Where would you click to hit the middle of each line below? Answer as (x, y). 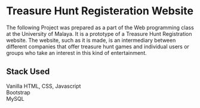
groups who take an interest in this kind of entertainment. (77, 53)
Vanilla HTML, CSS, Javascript (44, 86)
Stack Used (28, 72)
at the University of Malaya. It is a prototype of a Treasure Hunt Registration (99, 33)
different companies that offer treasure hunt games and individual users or (98, 47)
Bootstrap (19, 92)
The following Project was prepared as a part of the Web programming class (100, 27)
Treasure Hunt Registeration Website (100, 11)
